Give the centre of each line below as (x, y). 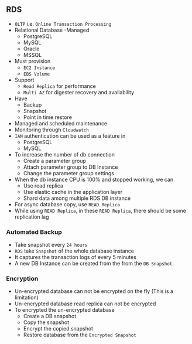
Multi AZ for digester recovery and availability (79, 92)
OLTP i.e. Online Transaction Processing (63, 23)
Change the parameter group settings (68, 173)
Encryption (22, 279)
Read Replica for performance (60, 86)
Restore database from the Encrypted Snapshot (80, 335)
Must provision (32, 61)
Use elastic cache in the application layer (73, 192)
